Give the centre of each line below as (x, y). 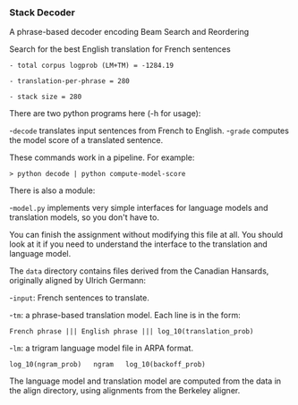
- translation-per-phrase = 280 (69, 81)
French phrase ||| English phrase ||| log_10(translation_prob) (132, 332)
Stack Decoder (43, 13)
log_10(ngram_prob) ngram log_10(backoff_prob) (107, 365)
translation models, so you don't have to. (84, 217)
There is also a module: (52, 190)
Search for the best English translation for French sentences (120, 49)
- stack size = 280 (46, 97)
